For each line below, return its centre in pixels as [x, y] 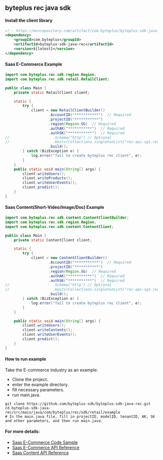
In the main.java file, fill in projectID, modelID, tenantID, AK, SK [82, 416]
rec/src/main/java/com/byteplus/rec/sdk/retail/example [63, 412]
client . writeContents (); [48, 330]
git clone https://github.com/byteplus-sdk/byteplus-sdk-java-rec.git [78, 404]
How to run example [26, 359]
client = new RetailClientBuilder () [68, 110]
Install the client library [29, 20]
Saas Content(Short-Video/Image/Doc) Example [55, 207]
